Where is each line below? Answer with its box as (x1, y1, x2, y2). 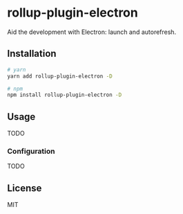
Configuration (7, 146, 55, 156)
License (7, 182, 42, 194)
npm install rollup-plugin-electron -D (7, 91, 122, 98)
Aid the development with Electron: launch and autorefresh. (7, 28, 177, 36)
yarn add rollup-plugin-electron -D (7, 73, 113, 80)
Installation (7, 48, 57, 60)
